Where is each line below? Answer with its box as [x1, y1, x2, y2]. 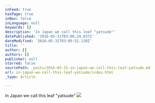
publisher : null [5, 57, 38, 61]
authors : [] [5, 52, 29, 57]
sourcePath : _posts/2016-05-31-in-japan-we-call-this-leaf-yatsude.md [5, 66, 151, 71]
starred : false [5, 61, 36, 66]
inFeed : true [5, 7, 31, 12]
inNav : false [5, 16, 31, 21]
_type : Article [5, 74, 36, 79]
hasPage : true [5, 12, 34, 16]
